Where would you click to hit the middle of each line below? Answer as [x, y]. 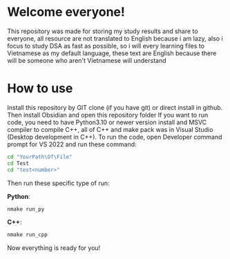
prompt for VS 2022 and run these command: [72, 144]
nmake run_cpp [28, 235]
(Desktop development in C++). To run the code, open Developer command [115, 137]
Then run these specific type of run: [58, 183]
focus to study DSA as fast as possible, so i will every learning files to [106, 46]
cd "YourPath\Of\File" [40, 157]
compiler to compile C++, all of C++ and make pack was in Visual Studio [110, 129]
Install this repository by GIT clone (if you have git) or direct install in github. [115, 107]
